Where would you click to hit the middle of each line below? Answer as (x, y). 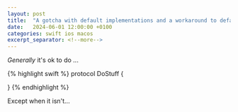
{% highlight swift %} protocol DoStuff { (66, 74)
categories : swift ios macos (50, 33)
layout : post (27, 14)
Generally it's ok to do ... (43, 60)
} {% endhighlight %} (38, 87)
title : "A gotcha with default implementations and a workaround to (112, 20)
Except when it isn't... (39, 101)
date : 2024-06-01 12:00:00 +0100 (60, 27)
